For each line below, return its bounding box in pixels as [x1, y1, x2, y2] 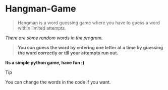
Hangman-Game [5, 3, 77, 15]
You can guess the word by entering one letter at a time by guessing [17, 44, 163, 50]
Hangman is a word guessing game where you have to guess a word [17, 20, 160, 26]
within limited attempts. [17, 25, 67, 31]
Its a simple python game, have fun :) [5, 59, 85, 65]
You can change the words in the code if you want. [5, 79, 111, 85]
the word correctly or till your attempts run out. [17, 50, 119, 56]
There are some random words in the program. [5, 35, 103, 41]
